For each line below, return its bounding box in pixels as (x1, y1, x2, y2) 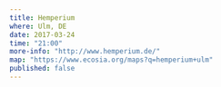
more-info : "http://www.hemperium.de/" (9, 47, 161, 56)
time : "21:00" (9, 38, 64, 48)
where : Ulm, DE (9, 22, 67, 31)
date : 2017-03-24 (9, 30, 75, 39)
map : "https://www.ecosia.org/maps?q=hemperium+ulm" (9, 55, 214, 64)
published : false (9, 64, 75, 73)
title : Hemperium (9, 13, 75, 23)
